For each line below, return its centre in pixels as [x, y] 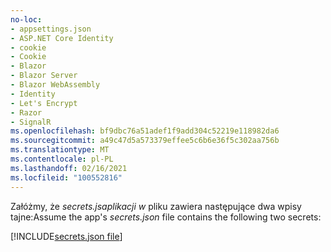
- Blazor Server [44, 76]
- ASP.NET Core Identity [62, 38]
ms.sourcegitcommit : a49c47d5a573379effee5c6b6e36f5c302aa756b [145, 141]
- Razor [26, 112]
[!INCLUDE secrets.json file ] [66, 236]
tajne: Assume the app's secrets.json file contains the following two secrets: [166, 217]
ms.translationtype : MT [60, 150]
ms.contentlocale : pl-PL [62, 159]
